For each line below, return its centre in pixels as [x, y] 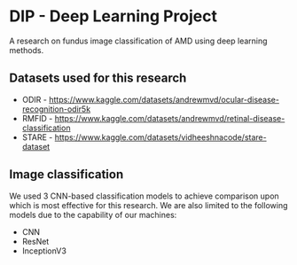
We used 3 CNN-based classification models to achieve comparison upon [144, 196]
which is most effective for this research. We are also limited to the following [148, 205]
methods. [27, 50]
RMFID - [37, 118]
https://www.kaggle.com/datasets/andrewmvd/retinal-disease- [170, 118]
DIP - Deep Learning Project [113, 16]
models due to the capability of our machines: [93, 214]
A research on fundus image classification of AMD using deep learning [138, 41]
